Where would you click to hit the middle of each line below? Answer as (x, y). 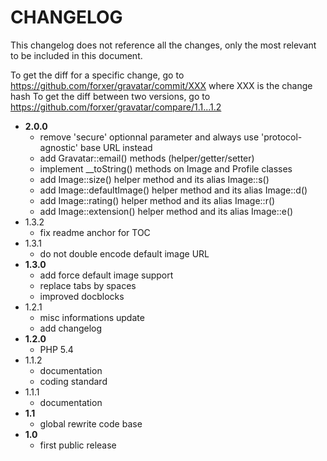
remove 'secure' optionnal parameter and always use (149, 137)
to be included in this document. (76, 55)
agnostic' (59, 147)
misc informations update (92, 317)
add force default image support (106, 275)
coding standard (73, 381)
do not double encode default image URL (124, 253)
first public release (78, 445)
